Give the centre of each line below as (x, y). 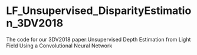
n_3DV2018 (35, 23)
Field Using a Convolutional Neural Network (59, 46)
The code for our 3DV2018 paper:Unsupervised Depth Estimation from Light (98, 39)
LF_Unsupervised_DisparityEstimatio (99, 11)
